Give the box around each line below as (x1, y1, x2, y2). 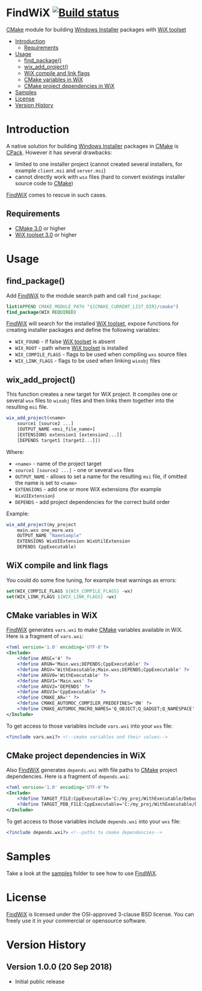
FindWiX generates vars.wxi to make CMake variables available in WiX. (6, 626, 183, 634)
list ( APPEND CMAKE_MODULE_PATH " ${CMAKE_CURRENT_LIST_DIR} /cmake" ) (6, 304, 179, 310)
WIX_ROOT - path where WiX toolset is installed (14, 345, 128, 352)
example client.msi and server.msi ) (14, 167, 106, 174)
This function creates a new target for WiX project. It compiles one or (6, 391, 178, 398)
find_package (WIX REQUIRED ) (6, 309, 77, 315)
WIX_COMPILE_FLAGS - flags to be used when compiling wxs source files (14, 351, 188, 358)
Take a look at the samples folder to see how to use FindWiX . (6, 870, 158, 877)
